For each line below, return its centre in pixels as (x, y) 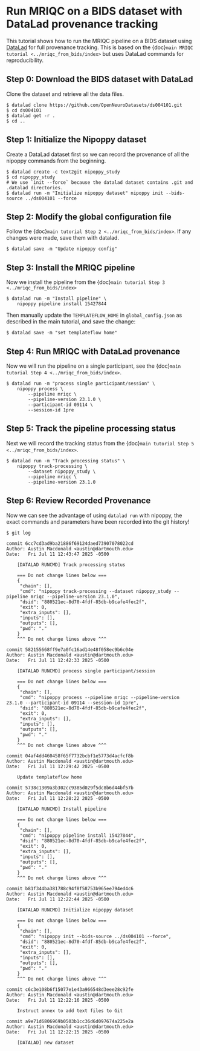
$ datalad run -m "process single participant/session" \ (81, 384)
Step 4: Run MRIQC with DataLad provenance (93, 351)
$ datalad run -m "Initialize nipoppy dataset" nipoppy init (85, 193)
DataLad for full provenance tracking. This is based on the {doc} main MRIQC (100, 47)
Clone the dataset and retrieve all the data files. (65, 94)
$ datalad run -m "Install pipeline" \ (56, 299)
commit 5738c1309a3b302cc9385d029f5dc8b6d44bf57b (70, 788)
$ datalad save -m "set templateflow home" (62, 333)
